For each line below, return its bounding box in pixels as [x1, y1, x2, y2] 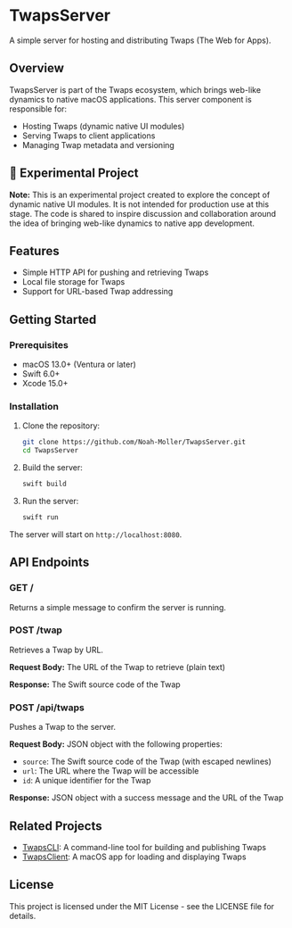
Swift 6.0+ [21, 369, 61, 379]
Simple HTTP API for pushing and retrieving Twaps [21, 267, 209, 278]
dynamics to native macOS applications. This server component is [9, 94, 252, 104]
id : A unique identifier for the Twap [21, 775, 151, 786]
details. [9, 910, 36, 921]
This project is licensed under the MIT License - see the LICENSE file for [9, 900, 274, 911]
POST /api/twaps [9, 701, 85, 714]
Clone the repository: [21, 420, 101, 431]
